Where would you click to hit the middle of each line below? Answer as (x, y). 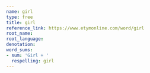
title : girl (21, 22)
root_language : (25, 39)
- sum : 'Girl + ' (28, 55)
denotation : (21, 45)
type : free (20, 17)
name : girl (20, 11)
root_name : (20, 34)
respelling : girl (33, 61)
